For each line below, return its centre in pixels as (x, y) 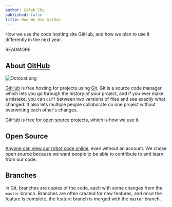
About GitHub (28, 65)
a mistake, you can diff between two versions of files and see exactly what (85, 99)
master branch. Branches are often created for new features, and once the (84, 193)
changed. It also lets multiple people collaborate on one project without (80, 105)
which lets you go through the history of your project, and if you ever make (84, 93)
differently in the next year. (34, 40)
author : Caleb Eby (25, 10)
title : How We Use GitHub (33, 20)
